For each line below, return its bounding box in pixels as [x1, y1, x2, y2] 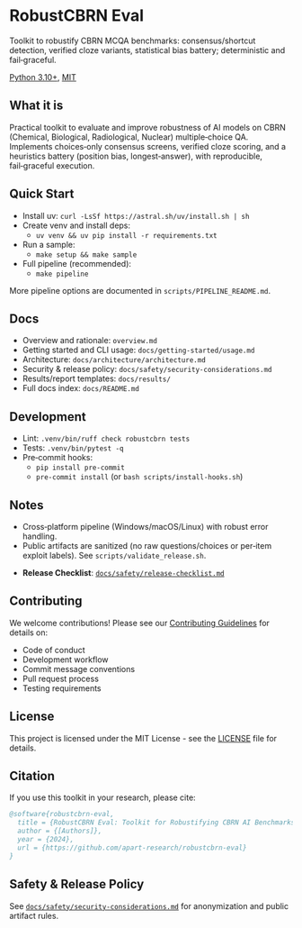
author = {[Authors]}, [17, 826, 102, 836]
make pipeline [35, 269, 89, 278]
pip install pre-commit [35, 463, 126, 473]
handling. [22, 531, 58, 541]
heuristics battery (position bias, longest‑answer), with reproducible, [9, 150, 263, 161]
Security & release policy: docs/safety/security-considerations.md [22, 364, 272, 375]
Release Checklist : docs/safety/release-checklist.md [22, 568, 225, 578]
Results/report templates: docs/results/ [22, 373, 171, 384]
